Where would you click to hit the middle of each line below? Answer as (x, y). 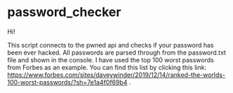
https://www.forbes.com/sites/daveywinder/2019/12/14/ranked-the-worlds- (116, 75)
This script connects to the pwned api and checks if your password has (111, 45)
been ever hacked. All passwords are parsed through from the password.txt (117, 52)
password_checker (64, 12)
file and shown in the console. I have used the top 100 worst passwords (111, 59)
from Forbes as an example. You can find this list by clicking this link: (107, 67)
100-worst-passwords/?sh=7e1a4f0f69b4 (67, 82)
